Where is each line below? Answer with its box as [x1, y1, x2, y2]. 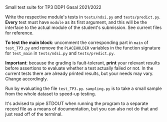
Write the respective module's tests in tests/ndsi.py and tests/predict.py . [5, 14, 161, 19]
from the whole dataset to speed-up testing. [5, 91, 96, 96]
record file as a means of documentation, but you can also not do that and [5, 106, 158, 111]
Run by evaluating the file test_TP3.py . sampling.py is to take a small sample [5, 85, 162, 91]
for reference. [5, 30, 34, 35]
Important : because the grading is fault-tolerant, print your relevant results [5, 60, 160, 65]
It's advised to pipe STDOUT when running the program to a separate [5, 100, 148, 106]
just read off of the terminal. [5, 111, 63, 117]
